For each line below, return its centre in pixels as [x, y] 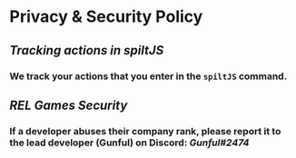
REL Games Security [69, 105]
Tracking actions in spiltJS [87, 50]
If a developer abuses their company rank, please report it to [145, 131]
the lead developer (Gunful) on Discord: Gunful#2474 [129, 143]
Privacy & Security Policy [106, 17]
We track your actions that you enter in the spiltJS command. [148, 76]
